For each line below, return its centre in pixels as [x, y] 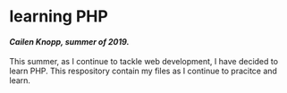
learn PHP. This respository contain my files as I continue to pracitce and [143, 71]
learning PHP [59, 17]
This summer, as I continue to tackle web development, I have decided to [144, 62]
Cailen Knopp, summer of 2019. [69, 41]
